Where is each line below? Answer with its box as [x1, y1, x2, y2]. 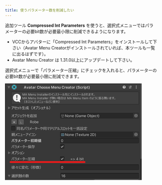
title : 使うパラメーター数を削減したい [5, 8, 74, 13]
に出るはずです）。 [12, 51, 48, 57]
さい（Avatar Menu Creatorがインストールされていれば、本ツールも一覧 [12, 45, 156, 50]
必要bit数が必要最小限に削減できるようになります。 [26, 28, 128, 34]
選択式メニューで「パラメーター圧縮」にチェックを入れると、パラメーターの [5, 67, 157, 73]
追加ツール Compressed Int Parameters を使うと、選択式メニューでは [5, 22, 145, 28]
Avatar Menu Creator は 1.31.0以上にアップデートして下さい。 [12, 57, 135, 63]
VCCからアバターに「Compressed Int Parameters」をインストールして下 [12, 39, 157, 45]
